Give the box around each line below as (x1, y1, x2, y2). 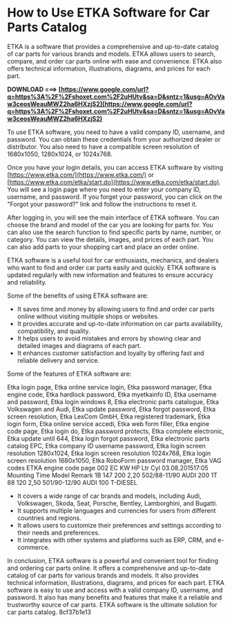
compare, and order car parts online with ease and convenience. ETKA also (7, 57, 222, 65)
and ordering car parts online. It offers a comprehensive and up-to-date (7, 564, 211, 572)
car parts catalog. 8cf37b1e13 (7, 608, 92, 616)
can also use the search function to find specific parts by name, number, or (7, 228, 222, 236)
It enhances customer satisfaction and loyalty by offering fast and (17, 349, 204, 357)
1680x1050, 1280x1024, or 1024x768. (7, 150, 113, 158)
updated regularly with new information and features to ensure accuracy (7, 271, 213, 279)
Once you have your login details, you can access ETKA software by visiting (7, 163, 224, 171)
